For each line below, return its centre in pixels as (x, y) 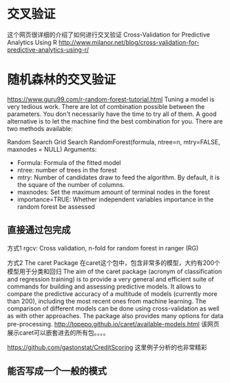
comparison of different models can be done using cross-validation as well (113, 308)
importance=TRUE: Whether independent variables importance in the (115, 199)
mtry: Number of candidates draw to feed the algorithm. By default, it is (118, 177)
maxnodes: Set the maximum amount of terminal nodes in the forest (113, 192)
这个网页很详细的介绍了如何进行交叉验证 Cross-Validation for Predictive (108, 35)
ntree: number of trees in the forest (67, 170)
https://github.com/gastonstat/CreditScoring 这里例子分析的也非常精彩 (107, 347)
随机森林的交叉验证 (62, 80)
